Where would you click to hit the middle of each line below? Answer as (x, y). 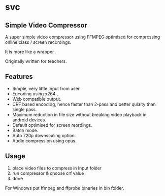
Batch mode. (25, 130)
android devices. (29, 120)
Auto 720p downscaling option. (44, 135)
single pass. (24, 109)
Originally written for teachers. (36, 61)
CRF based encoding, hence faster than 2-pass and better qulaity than (84, 104)
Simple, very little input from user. (47, 88)
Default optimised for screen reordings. (52, 125)
